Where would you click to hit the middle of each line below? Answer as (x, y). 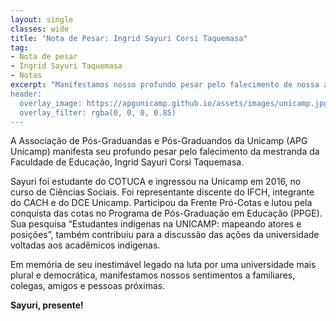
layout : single (42, 19)
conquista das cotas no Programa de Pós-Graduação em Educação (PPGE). (166, 213)
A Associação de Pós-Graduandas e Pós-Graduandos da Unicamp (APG (159, 141)
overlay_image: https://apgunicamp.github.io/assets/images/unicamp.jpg (174, 103)
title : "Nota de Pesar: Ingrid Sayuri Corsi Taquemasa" (129, 38)
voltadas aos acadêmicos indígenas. (85, 245)
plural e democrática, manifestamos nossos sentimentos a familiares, (153, 275)
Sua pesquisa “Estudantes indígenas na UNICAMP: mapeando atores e (156, 224)
